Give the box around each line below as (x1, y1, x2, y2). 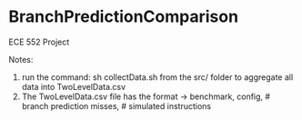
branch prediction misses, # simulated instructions (21, 100, 211, 111)
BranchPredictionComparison (8, 6, 238, 27)
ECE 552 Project (8, 36, 70, 47)
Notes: (8, 54, 34, 65)
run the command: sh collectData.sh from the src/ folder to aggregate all (21, 71, 294, 83)
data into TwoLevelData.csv (21, 81, 126, 92)
